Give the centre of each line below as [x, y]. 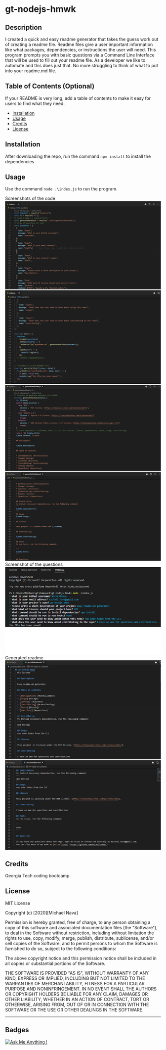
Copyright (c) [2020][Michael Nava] [41, 913]
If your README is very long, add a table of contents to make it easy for [78, 98]
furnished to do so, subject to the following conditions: [61, 949]
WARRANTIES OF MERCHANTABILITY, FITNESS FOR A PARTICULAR [75, 983]
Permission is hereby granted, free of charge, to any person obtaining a [78, 922]
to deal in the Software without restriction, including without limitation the [80, 933]
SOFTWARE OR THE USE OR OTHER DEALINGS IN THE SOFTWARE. [74, 1009]
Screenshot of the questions [34, 564]
